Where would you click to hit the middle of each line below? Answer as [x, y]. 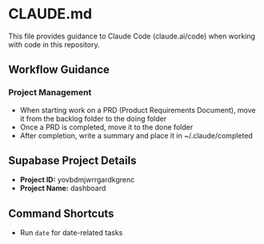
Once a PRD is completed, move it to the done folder [106, 127]
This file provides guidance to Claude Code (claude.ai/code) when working [132, 36]
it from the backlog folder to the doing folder [93, 118]
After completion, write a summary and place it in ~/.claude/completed [136, 135]
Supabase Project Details [72, 161]
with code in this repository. [54, 44]
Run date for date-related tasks [71, 233]
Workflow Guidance [59, 70]
